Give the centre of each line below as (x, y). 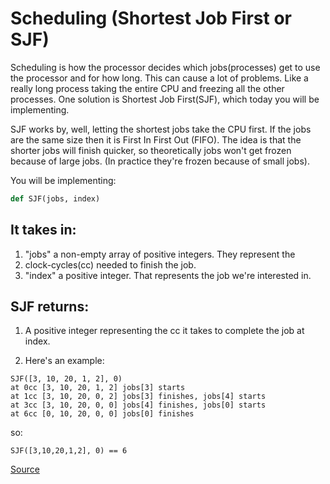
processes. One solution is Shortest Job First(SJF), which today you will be (165, 99)
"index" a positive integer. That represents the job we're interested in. (168, 275)
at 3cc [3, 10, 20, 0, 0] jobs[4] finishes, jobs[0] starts (138, 405)
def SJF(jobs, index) (55, 198)
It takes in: (43, 230)
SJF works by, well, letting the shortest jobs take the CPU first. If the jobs (161, 129)
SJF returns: (50, 307)
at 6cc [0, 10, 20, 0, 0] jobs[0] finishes (102, 414)
